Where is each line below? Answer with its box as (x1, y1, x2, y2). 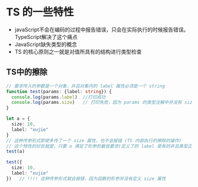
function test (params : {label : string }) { (6, 88, 112, 94)
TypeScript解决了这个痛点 (14, 33, 78, 40)
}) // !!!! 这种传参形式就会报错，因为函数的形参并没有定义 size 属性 (6, 175, 166, 182)
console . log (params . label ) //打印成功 (11, 94, 106, 100)
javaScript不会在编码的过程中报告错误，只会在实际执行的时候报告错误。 (14, 26, 189, 33)
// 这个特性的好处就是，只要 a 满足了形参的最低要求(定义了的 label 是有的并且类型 (6, 143, 188, 149)
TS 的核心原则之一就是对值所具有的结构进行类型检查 (14, 48, 142, 55)
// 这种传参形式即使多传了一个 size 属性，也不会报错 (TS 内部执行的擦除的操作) (6, 137, 181, 143)
